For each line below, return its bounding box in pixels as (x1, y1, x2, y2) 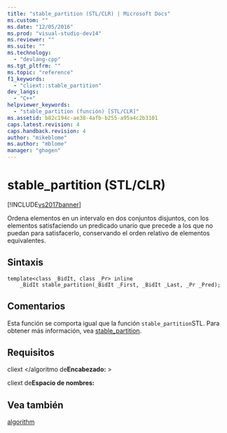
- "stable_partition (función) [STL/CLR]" (13, 108, 139, 115)
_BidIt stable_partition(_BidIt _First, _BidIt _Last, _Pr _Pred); (20, 281, 221, 288)
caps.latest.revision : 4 (7, 121, 80, 128)
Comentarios (7, 301, 66, 312)
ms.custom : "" (7, 17, 49, 24)
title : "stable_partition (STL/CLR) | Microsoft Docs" (7, 10, 171, 18)
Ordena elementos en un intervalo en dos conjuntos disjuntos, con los (7, 214, 209, 222)
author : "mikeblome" (7, 134, 68, 141)
